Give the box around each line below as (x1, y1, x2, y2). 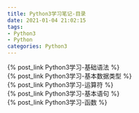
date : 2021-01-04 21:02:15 (7, 17, 86, 24)
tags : (7, 23, 23, 30)
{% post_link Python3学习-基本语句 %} (7, 89, 120, 98)
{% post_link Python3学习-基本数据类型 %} (7, 72, 132, 80)
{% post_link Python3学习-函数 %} (7, 98, 107, 106)
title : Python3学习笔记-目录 (7, 10, 86, 18)
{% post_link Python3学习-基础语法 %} (7, 63, 120, 71)
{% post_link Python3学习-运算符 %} (7, 81, 114, 88)
